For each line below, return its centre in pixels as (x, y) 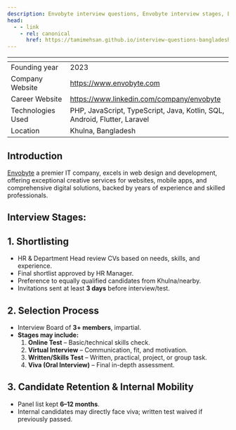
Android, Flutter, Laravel (110, 119)
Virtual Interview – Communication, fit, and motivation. (108, 350)
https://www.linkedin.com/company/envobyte (145, 99)
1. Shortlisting (38, 241)
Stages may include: (48, 335)
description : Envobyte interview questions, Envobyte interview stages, (116, 14)
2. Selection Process (53, 311)
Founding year (34, 68)
